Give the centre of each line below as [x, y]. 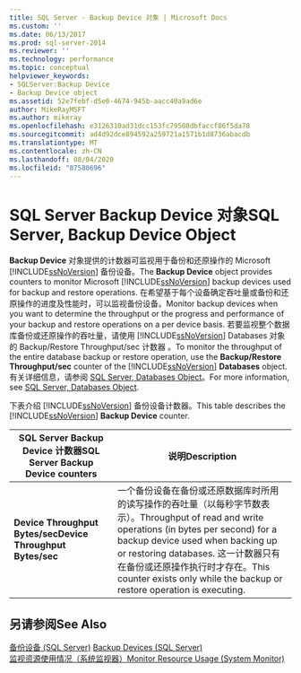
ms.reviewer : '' [39, 51]
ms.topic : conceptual [50, 68]
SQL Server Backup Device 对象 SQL [145, 215]
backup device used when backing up [197, 541]
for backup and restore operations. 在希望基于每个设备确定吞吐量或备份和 [145, 293]
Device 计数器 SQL [61, 451]
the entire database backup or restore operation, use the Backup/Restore [146, 357]
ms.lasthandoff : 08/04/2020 [62, 159]
